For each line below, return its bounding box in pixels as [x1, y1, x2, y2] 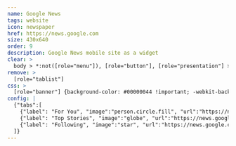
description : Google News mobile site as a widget [7, 50, 159, 57]
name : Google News [7, 10, 61, 18]
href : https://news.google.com [7, 29, 99, 37]
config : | [7, 95, 37, 102]
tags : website [7, 17, 49, 24]
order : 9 [7, 43, 33, 50]
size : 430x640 [7, 36, 49, 44]
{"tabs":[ [13, 102, 42, 109]
